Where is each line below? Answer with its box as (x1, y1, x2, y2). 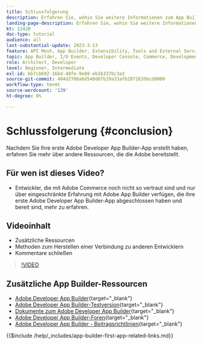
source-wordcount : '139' (6, 87, 69, 93)
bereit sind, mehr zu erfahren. (14, 203, 89, 210)
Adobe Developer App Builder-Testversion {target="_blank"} (14, 301, 164, 308)
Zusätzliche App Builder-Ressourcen (6, 279, 148, 289)
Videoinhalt (6, 221, 51, 231)
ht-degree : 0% (6, 93, 42, 99)
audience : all (6, 37, 42, 43)
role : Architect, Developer (6, 59, 77, 65)
